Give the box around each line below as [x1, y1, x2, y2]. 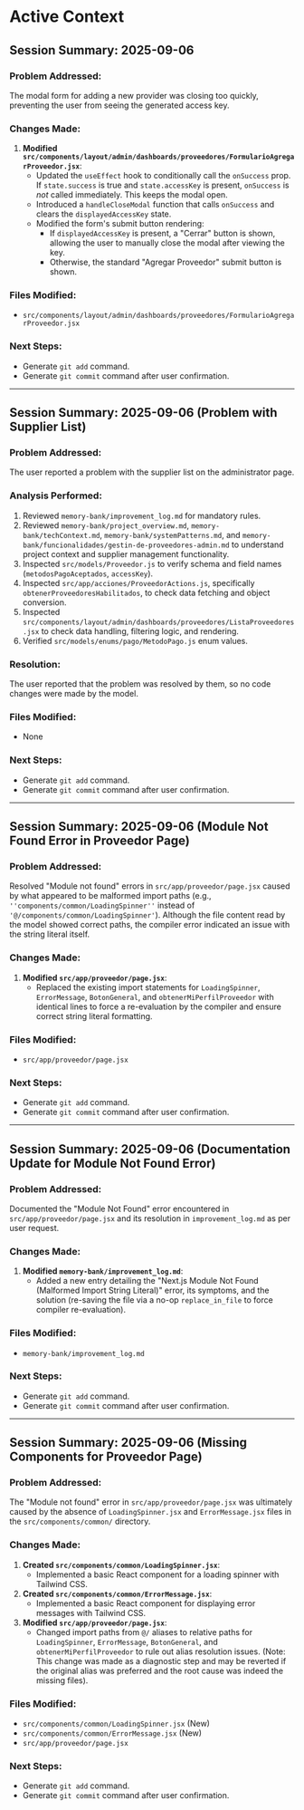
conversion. [22, 596, 67, 608]
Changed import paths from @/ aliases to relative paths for [35, 1626, 253, 1637]
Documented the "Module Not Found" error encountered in [9, 1203, 230, 1214]
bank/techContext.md [22, 531, 100, 540]
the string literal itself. [9, 929, 90, 939]
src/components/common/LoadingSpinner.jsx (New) [22, 1719, 211, 1729]
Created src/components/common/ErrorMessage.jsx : [22, 1588, 213, 1599]
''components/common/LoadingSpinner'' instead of [9, 900, 195, 911]
